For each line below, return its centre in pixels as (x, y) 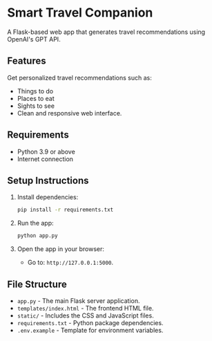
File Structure (37, 284)
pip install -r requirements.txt (65, 210)
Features (27, 61)
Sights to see (36, 106)
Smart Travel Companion (80, 13)
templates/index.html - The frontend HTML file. (85, 308)
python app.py (37, 236)
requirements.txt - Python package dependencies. (90, 322)
